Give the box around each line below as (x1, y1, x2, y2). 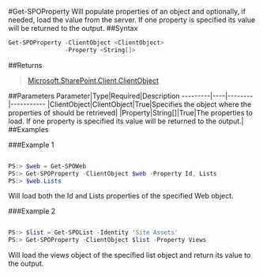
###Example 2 (8, 206, 56, 216)
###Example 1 (8, 140, 54, 149)
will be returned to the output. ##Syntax (8, 24, 138, 32)
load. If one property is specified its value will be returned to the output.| (8, 116, 244, 126)
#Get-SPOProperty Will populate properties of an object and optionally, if (8, 7, 246, 16)
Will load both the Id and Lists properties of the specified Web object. (8, 191, 235, 201)
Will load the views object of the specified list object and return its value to (8, 251, 251, 260)
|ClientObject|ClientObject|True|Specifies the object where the (47, 99, 252, 109)
